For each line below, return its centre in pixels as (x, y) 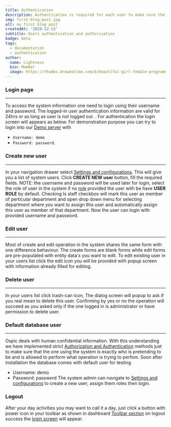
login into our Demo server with (38, 127)
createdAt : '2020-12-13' (32, 29)
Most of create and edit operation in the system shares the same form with (83, 244)
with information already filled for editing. (48, 266)
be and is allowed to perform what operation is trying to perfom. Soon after (84, 357)
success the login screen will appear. (44, 419)
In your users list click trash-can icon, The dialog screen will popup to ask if (84, 296)
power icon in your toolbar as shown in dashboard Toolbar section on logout (85, 413)
